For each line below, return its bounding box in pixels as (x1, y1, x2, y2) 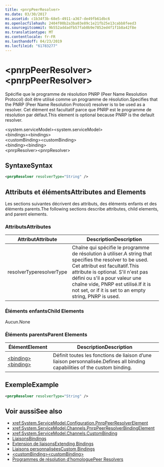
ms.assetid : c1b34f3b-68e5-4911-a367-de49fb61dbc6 (5, 16, 110, 21)
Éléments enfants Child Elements (5, 308, 84, 315)
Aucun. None (5, 318, 30, 325)
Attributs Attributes (5, 223, 51, 230)
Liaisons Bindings (12, 436, 46, 442)
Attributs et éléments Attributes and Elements (5, 188, 146, 196)
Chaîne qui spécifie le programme (72, 244, 150, 251)
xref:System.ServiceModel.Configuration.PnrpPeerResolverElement (12, 420, 148, 426)
